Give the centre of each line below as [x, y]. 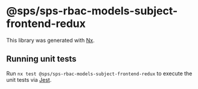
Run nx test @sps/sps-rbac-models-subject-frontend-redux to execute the [99, 73]
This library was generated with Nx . [50, 40]
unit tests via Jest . [29, 79]
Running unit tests [41, 59]
